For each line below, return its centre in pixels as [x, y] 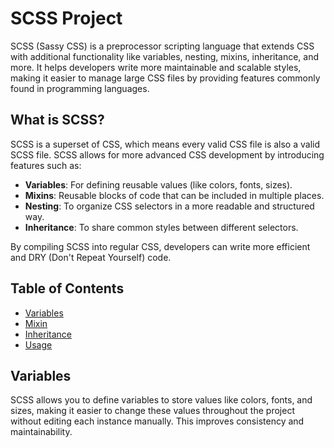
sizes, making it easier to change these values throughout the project [152, 411]
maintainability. [41, 432]
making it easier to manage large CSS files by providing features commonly [165, 78]
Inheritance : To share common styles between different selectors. [161, 227]
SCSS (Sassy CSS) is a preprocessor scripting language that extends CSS [162, 46]
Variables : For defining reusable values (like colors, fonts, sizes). [158, 184]
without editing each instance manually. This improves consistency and [157, 421]
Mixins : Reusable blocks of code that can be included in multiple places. [174, 195]
